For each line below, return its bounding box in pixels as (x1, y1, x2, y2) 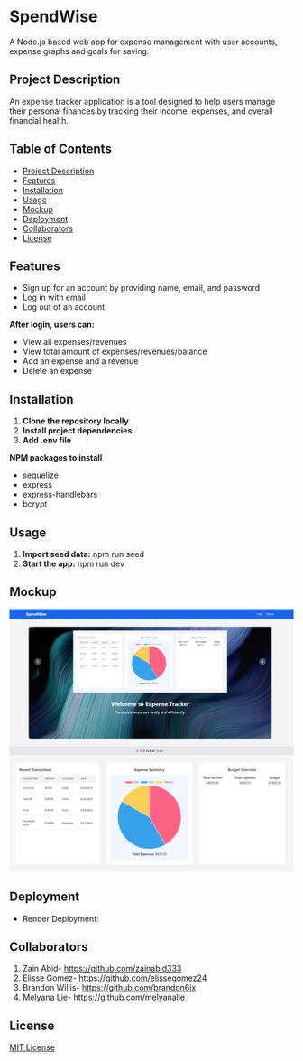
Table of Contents (9, 142, 113, 157)
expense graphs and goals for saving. (9, 45, 150, 56)
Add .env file (22, 435, 72, 446)
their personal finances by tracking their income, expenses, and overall (9, 106, 273, 116)
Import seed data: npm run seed (22, 549, 144, 559)
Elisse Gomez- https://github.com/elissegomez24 (22, 973, 207, 983)
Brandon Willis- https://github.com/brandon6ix (22, 982, 197, 993)
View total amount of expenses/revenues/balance (22, 346, 207, 358)
